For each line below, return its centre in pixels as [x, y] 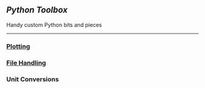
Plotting [18, 46]
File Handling [26, 62]
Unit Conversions [33, 79]
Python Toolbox [37, 10]
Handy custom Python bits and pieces [54, 24]
